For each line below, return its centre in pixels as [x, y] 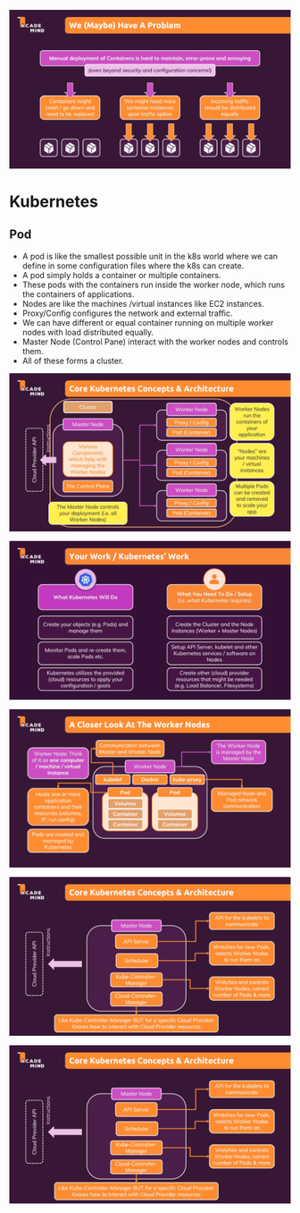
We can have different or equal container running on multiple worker [148, 322]
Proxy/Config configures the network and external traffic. [128, 313]
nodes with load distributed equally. [88, 332]
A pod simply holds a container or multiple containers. [121, 275]
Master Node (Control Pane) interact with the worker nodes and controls [155, 342]
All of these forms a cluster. [73, 361]
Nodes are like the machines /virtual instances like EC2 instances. [143, 303]
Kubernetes [54, 201]
